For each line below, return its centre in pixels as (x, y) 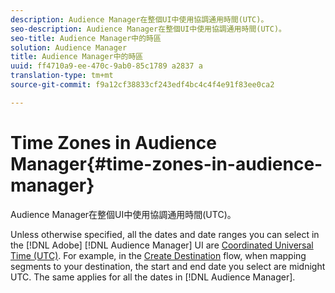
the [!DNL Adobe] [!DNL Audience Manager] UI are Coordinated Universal (162, 245)
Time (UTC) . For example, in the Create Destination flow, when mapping (158, 255)
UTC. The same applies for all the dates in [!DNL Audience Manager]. (153, 277)
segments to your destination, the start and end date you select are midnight (168, 266)
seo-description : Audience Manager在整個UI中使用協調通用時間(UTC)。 (148, 29)
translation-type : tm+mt (62, 76)
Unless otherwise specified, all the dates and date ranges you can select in (165, 234)
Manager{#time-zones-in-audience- (166, 163)
